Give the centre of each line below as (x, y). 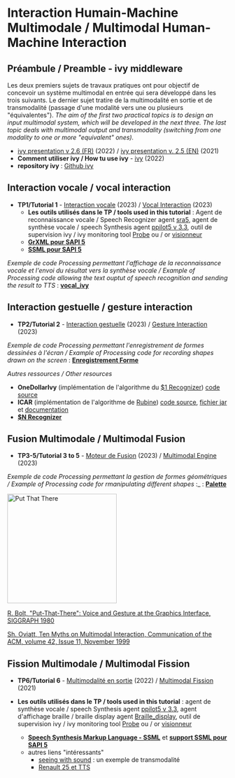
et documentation (43, 409)
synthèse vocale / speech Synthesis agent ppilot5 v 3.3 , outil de (120, 227)
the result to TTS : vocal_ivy (48, 285)
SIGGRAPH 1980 (31, 620)
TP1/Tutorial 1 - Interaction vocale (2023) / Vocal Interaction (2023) (115, 204)
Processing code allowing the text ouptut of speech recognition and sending (117, 277)
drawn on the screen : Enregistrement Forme (73, 360)
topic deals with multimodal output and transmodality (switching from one (114, 130)
